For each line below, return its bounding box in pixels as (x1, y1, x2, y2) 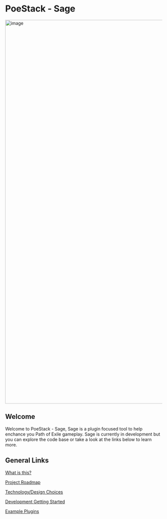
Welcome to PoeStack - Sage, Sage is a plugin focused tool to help (5, 425, 143, 431)
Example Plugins (5, 508, 39, 514)
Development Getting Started (5, 498, 65, 504)
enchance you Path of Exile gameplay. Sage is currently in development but (5, 431, 161, 437)
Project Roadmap (5, 479, 41, 485)
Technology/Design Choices (5, 488, 63, 495)
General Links (5, 456, 49, 465)
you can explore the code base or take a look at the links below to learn (5, 436, 152, 442)
